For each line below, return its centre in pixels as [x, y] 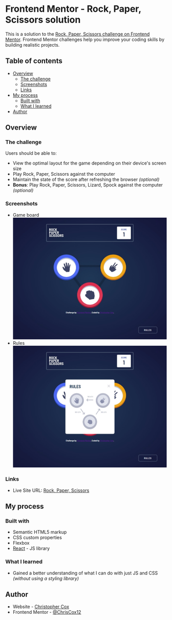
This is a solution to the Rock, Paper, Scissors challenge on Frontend [78, 34]
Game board [26, 215]
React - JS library [31, 548]
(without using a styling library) [46, 578]
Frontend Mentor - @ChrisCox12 [47, 612]
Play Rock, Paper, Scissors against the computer [64, 174]
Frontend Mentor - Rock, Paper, [73, 9]
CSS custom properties [37, 538]
